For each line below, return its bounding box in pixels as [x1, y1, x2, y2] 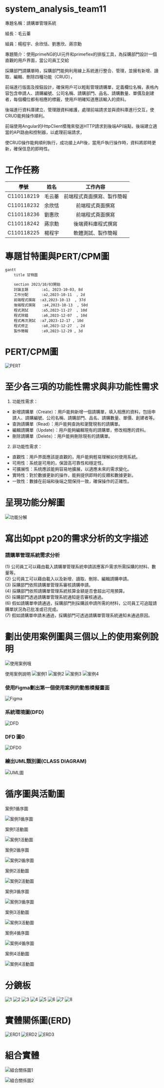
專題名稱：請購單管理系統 [5, 20, 56, 26]
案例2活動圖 [5, 868, 29, 874]
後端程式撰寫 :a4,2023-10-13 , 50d [14, 302, 88, 308]
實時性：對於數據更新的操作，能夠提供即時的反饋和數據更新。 [12, 472, 136, 478]
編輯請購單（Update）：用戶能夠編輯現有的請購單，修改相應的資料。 [12, 427, 148, 433]
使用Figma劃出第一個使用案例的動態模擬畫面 [5, 684, 110, 691]
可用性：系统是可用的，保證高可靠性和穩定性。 [12, 460, 106, 466]
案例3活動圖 [5, 910, 29, 915]
